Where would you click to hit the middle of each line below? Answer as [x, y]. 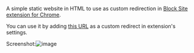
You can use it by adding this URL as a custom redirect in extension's [91, 26]
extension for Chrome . [34, 15]
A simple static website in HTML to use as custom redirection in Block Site [97, 9]
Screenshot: [21, 44]
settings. [17, 32]
